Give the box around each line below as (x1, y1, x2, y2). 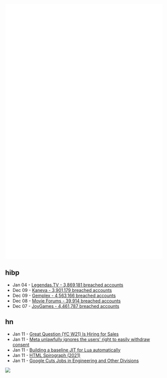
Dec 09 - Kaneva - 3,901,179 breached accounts (12, 287, 112, 293)
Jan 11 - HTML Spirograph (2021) (12, 352, 81, 358)
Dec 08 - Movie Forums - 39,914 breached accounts (12, 297, 121, 304)
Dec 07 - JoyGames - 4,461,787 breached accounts (12, 303, 119, 309)
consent (12, 341, 29, 347)
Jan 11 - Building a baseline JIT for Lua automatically (12, 347, 121, 353)
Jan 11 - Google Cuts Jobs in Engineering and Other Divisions (12, 357, 139, 363)
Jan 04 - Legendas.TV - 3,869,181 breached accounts (12, 282, 123, 288)
